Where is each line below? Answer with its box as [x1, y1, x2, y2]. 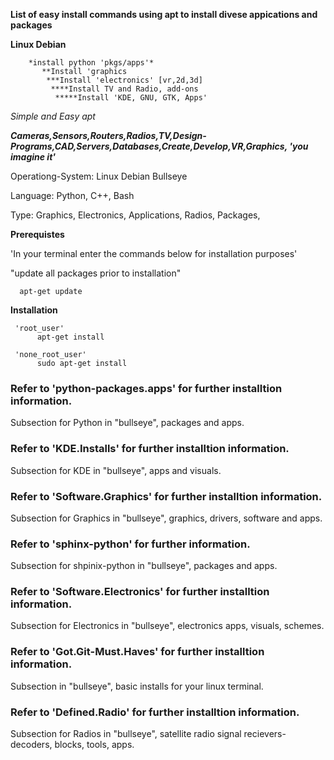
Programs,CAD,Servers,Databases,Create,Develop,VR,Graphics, [10, 140, 288, 152]
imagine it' [10, 151, 57, 163]
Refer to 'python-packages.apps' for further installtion [10, 381, 283, 395]
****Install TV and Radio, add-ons [50, 84, 199, 94]
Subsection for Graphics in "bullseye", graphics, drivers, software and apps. [10, 512, 323, 524]
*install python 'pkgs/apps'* [28, 58, 155, 68]
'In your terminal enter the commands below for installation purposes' [10, 248, 298, 259]
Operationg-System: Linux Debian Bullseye [10, 170, 188, 182]
